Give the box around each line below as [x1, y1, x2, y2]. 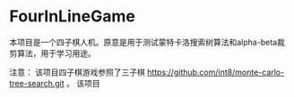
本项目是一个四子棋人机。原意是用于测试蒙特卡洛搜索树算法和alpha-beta [9, 36, 278, 47]
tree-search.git [9, 77, 65, 88]
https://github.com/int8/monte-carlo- [146, 67, 285, 77]
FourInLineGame [9, 6, 136, 27]
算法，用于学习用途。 [16, 47, 96, 59]
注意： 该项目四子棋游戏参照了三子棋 [9, 67, 145, 77]
